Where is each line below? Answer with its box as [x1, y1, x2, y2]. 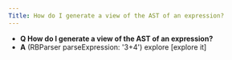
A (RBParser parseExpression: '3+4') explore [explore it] [19, 42, 207, 52]
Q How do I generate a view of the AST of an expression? [19, 34, 214, 43]
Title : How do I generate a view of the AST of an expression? [8, 11, 225, 20]
